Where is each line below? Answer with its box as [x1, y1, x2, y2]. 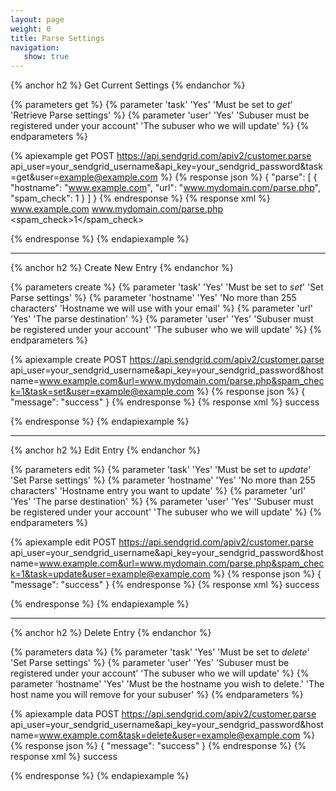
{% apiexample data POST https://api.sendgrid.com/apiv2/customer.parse [10, 708, 317, 720]
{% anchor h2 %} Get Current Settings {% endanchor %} [10, 79, 246, 91]
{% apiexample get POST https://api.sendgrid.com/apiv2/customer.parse [10, 150, 312, 162]
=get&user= [10, 171, 60, 183]
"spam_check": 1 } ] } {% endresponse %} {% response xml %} [10, 192, 271, 205]
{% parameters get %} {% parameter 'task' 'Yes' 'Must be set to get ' [10, 99, 293, 111]
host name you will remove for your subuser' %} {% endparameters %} [10, 689, 304, 701]
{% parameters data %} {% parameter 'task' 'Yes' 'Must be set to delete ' [10, 646, 310, 658]
